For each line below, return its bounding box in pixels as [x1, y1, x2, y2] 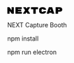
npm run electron [7, 48, 57, 57]
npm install [7, 34, 39, 43]
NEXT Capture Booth [7, 21, 68, 29]
